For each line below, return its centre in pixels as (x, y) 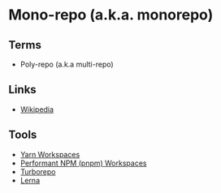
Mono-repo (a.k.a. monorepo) (111, 15)
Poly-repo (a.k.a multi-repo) (67, 64)
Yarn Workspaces (50, 154)
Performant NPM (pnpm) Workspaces (83, 163)
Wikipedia (37, 109)
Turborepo (38, 171)
